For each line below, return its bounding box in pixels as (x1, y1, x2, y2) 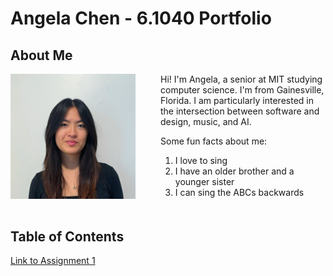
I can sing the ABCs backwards (174, 187, 305, 198)
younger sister (174, 176, 235, 187)
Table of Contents (10, 228, 125, 245)
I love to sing (174, 155, 228, 166)
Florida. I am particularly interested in (160, 95, 314, 106)
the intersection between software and (160, 105, 320, 117)
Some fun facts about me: (160, 135, 268, 147)
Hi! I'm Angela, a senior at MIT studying (160, 73, 323, 85)
